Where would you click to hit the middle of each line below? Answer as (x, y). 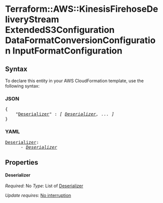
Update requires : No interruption (38, 196)
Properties (22, 162)
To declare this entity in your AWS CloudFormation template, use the (74, 81)
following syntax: (22, 86)
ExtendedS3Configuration (60, 30)
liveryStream (32, 19)
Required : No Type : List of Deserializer (44, 186)
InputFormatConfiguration (67, 51)
